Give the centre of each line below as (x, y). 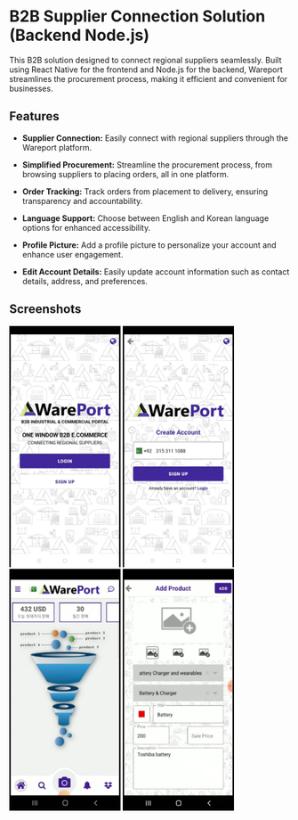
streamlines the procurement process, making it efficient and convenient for (149, 78)
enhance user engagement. (72, 254)
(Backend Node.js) (79, 35)
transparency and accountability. (82, 201)
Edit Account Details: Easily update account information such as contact (156, 271)
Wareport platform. (56, 147)
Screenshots (45, 309)
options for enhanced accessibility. (86, 227)
